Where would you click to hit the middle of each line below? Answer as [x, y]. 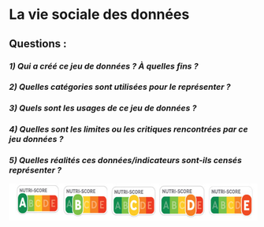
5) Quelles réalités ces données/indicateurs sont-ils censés [126, 161]
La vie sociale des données [99, 15]
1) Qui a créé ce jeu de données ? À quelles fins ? [104, 66]
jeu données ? [36, 140]
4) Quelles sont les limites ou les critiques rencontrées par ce [128, 129]
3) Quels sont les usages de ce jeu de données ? [103, 108]
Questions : [38, 44]
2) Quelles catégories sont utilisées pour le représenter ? [120, 87]
